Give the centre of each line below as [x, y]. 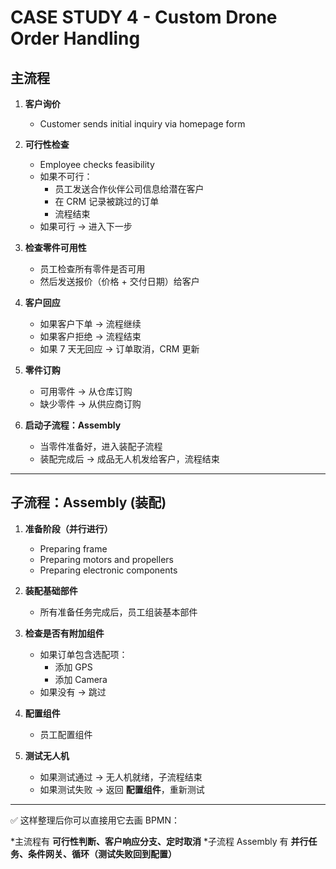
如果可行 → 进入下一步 [86, 226]
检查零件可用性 [55, 247]
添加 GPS [73, 667]
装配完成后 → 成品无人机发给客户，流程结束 [129, 459]
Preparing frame [73, 548]
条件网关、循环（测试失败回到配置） [102, 853]
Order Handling [75, 38]
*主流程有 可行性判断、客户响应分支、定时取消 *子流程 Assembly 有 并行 [159, 841]
